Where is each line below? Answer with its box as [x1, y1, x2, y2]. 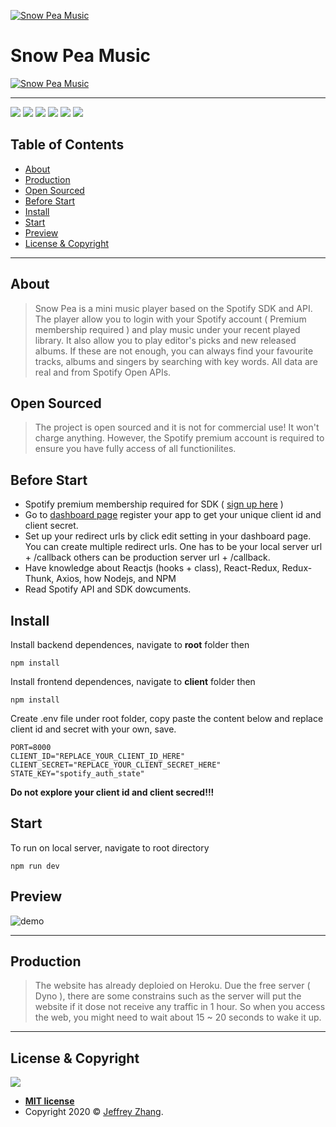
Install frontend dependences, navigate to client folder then [10, 676, 256, 687]
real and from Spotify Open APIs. [34, 366, 172, 378]
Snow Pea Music [10, 45, 151, 67]
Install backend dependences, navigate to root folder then [10, 639, 250, 650]
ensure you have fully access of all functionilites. [34, 443, 237, 455]
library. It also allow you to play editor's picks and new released [34, 334, 297, 346]
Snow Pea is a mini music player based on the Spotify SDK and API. [34, 302, 313, 314]
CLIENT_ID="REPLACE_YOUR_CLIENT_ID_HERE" [10, 751, 186, 761]
